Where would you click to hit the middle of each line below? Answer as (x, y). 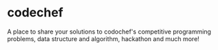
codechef (35, 13)
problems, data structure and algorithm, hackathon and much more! (103, 38)
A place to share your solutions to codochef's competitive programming (109, 32)
